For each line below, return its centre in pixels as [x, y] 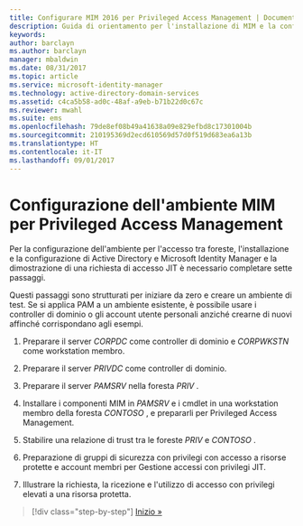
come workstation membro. [73, 351]
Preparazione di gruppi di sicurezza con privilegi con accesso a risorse [154, 457]
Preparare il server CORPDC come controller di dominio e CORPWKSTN [156, 341]
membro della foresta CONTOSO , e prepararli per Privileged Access [150, 413]
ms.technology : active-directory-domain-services [105, 93]
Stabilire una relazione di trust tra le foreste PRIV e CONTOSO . [139, 440]
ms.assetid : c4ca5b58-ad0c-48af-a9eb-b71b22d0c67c [106, 102]
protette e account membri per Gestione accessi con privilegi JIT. [144, 467]
